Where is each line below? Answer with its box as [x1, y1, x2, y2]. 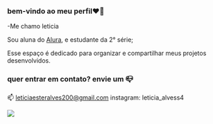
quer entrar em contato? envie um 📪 [7, 75, 134, 84]
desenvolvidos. [7, 56, 51, 65]
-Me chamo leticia [7, 22, 59, 31]
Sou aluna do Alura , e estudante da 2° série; [7, 36, 134, 44]
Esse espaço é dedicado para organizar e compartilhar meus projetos [7, 49, 207, 58]
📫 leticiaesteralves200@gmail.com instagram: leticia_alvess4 [7, 93, 185, 102]
